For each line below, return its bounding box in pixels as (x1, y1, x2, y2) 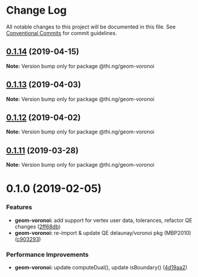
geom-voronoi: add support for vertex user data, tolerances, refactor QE (14, 216, 193, 224)
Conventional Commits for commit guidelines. (6, 29, 117, 36)
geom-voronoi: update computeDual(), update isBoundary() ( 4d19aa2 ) (14, 263, 188, 270)
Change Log (6, 4, 67, 17)
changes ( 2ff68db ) (14, 223, 61, 230)
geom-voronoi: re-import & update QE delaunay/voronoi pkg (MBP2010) (14, 229, 191, 236)
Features (6, 203, 33, 211)
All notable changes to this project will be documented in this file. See (6, 23, 176, 30)
